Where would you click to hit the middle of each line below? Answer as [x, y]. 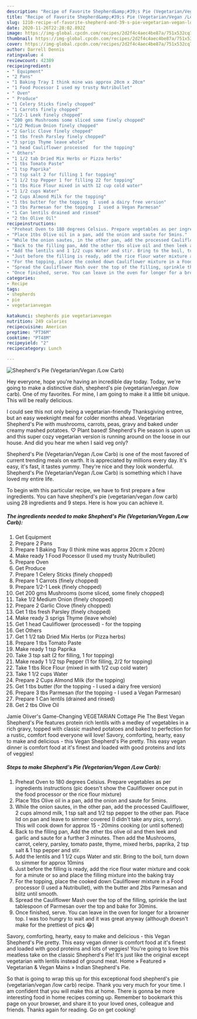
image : [15, 33]
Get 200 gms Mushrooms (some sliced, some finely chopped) [90, 593]
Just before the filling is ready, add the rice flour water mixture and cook [102, 869]
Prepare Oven [32, 562]
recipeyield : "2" [28, 343]
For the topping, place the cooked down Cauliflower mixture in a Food [99, 881]
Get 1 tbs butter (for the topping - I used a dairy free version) [88, 686]
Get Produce [30, 568]
